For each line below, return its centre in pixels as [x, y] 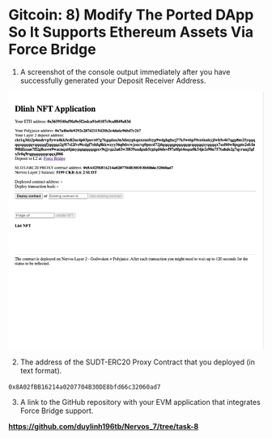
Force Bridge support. [57, 411]
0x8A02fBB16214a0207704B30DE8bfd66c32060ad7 [85, 387]
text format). [41, 370]
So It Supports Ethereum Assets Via [131, 32]
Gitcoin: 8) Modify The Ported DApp [131, 15]
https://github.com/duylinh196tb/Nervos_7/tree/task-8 [104, 426]
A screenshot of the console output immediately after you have [125, 71]
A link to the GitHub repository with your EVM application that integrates [140, 402]
